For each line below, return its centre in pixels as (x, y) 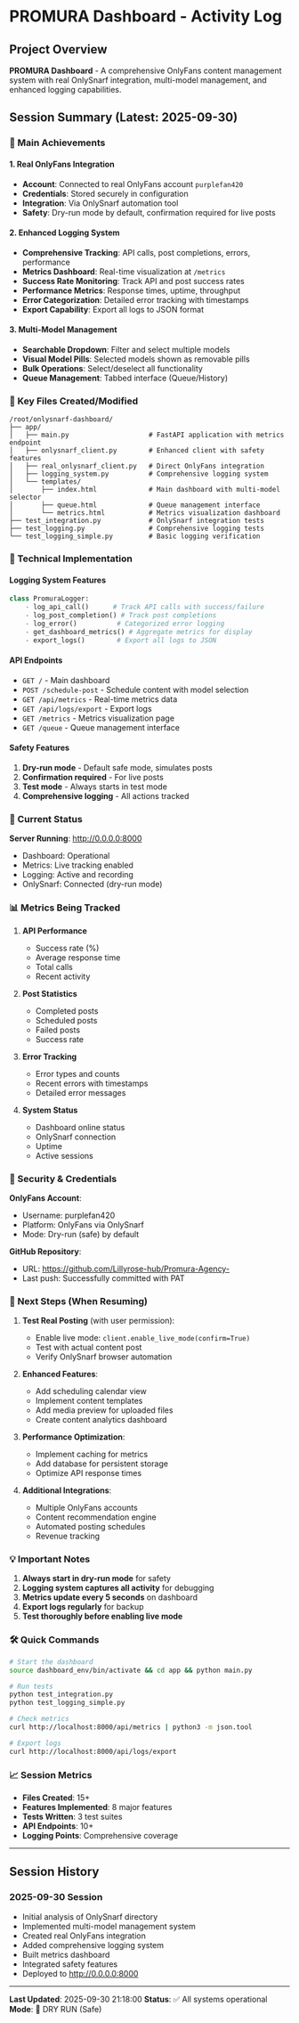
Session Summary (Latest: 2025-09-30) (124, 118)
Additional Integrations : (67, 1490)
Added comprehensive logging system (93, 1945)
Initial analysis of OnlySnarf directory (90, 1916)
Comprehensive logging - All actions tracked (105, 796)
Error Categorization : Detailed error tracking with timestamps (135, 299)
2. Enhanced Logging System (65, 232)
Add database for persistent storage (102, 1464)
